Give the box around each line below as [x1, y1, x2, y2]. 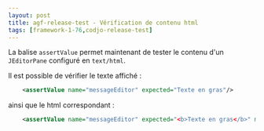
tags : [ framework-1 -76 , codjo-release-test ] [8, 26, 153, 34]
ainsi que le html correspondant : [8, 100, 115, 110]
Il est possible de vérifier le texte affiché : [8, 71, 142, 81]
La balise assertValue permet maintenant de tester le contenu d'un [8, 48, 224, 57]
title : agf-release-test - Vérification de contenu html [8, 19, 199, 27]
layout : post [8, 11, 51, 20]
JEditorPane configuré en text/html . [8, 56, 126, 65]
